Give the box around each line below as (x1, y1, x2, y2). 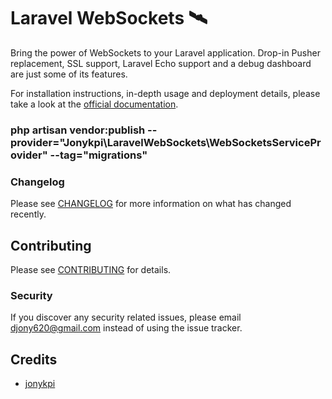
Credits (10, 351, 58, 368)
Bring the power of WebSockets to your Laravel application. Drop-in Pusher (10, 46, 321, 59)
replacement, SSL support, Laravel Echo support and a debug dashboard (10, 57, 312, 69)
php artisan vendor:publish (10, 123, 146, 137)
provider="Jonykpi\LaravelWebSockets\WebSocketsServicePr (10, 135, 322, 149)
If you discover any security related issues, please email (10, 311, 242, 324)
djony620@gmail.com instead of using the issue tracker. (10, 322, 243, 334)
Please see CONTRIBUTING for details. (10, 263, 172, 275)
